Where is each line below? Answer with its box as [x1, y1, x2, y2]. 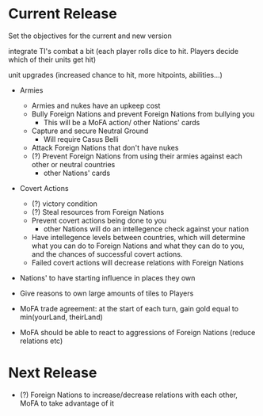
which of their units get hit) [8, 55, 97, 64]
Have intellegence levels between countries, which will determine [31, 232, 246, 242]
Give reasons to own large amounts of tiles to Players [19, 288, 194, 298]
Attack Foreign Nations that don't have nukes [31, 143, 179, 152]
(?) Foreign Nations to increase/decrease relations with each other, [19, 390, 238, 399]
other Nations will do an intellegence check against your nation [43, 223, 250, 234]
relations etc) [19, 336, 63, 345]
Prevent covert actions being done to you [31, 216, 167, 225]
